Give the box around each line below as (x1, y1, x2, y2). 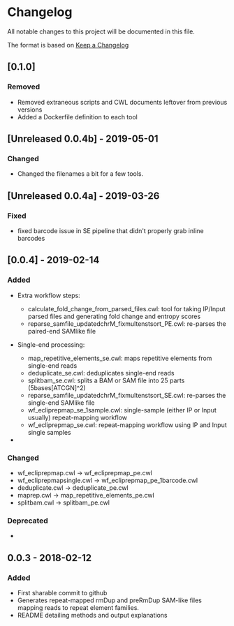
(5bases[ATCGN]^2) (27, 383, 86, 392)
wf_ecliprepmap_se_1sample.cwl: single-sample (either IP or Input (27, 405, 217, 414)
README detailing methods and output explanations (17, 611, 168, 619)
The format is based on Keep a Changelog (7, 40, 129, 49)
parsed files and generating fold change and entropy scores (27, 312, 201, 320)
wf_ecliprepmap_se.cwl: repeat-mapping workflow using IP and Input (27, 420, 227, 429)
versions (17, 105, 43, 114)
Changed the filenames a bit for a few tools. (17, 170, 144, 178)
